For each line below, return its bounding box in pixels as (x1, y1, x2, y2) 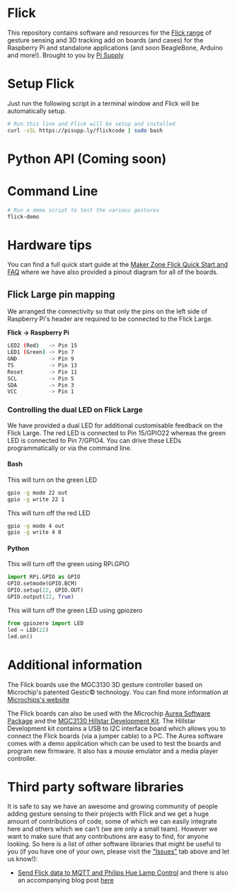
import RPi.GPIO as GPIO (7, 573, 81, 581)
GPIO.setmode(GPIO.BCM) (7, 580, 78, 587)
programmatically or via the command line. (7, 444, 132, 452)
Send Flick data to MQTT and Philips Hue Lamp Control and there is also (17, 868, 229, 877)
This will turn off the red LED (7, 508, 91, 517)
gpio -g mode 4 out (7, 522, 65, 529)
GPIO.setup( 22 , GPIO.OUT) (7, 587, 83, 594)
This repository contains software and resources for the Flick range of (7, 28, 212, 37)
